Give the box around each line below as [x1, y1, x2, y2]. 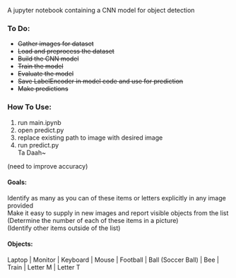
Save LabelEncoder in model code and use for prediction [17, 77, 184, 85]
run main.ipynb [17, 118, 61, 126]
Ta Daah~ [17, 148, 46, 157]
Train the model [17, 62, 64, 71]
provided [7, 201, 34, 210]
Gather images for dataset [17, 40, 94, 48]
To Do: [7, 23, 30, 33]
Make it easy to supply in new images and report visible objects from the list [7, 208, 229, 217]
